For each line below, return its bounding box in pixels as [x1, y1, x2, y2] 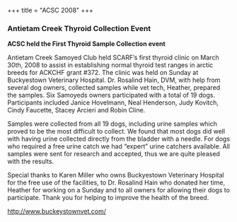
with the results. [7, 157, 54, 165]
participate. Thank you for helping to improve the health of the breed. [7, 194, 209, 202]
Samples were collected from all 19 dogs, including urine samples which [7, 119, 218, 128]
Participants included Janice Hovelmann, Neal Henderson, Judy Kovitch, [7, 98, 219, 107]
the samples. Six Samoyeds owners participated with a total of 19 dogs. [7, 91, 216, 100]
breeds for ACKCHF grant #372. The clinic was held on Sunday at [7, 69, 199, 77]
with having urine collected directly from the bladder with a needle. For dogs [7, 134, 231, 144]
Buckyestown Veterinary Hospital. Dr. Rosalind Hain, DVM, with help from [7, 76, 221, 84]
